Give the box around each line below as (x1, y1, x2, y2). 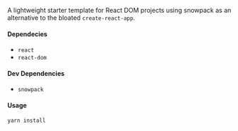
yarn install (7, 117, 46, 124)
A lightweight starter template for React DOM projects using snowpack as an (7, 6, 232, 14)
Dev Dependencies (7, 69, 65, 77)
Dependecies (7, 30, 48, 38)
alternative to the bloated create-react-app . (7, 13, 136, 22)
